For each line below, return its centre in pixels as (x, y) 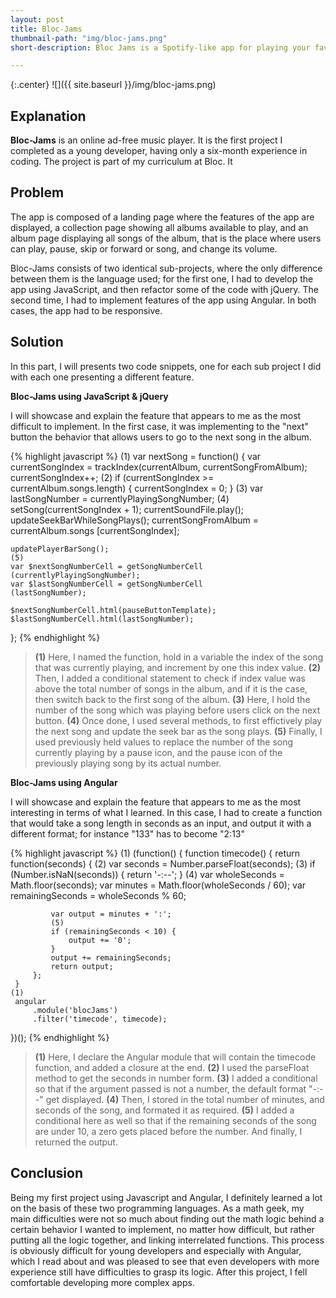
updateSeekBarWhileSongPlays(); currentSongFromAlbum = (135, 520)
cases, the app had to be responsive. (86, 310)
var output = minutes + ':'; (111, 914)
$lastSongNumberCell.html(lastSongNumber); (102, 619)
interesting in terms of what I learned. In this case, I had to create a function (166, 812)
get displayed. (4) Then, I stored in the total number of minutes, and (185, 1099)
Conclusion (47, 1173)
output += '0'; (100, 940)
